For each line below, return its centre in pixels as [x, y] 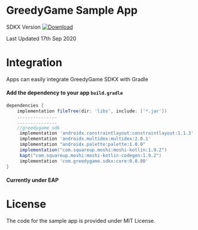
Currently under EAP [32, 180]
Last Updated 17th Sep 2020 [41, 38]
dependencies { [25, 106]
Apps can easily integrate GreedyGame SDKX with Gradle [77, 79]
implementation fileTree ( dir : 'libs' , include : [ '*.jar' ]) [92, 111]
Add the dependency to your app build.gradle [65, 93]
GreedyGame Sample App [72, 10]
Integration [34, 63]
